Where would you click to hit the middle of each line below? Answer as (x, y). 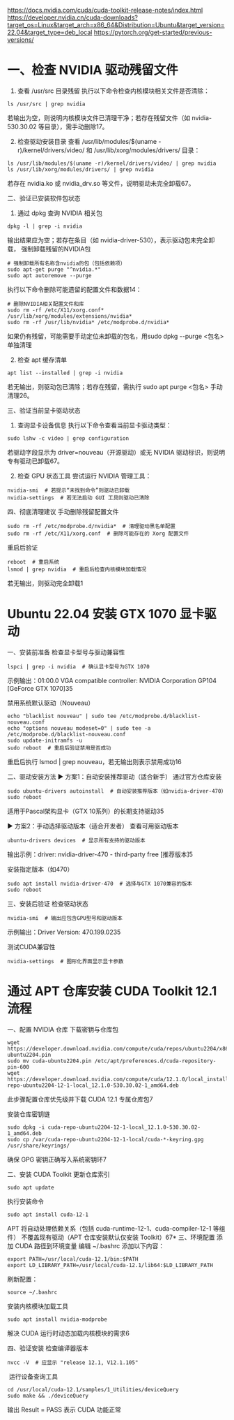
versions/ (21, 40)
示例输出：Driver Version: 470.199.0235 (64, 932)
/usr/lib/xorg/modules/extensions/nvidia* (70, 316)
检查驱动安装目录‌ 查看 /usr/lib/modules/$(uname (87, 141)
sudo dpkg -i (26, 1127)
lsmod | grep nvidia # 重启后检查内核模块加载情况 (77, 569)
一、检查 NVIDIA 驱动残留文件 (93, 70)
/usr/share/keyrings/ (39, 1145)
